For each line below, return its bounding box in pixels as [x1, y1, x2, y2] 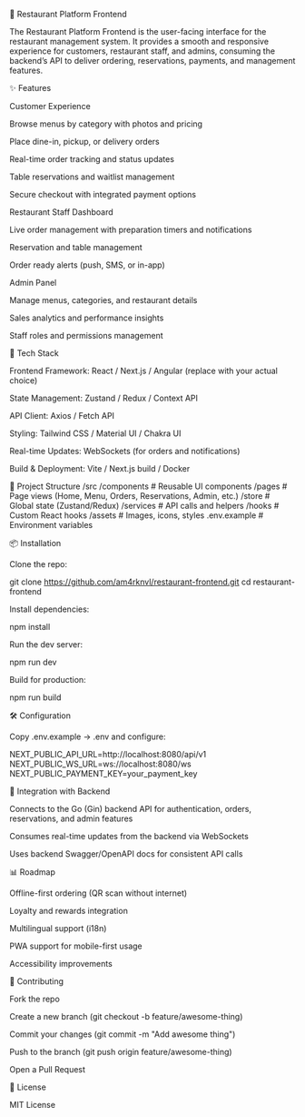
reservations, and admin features [9, 813, 133, 824]
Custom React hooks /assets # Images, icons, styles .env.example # [9, 510, 264, 521]
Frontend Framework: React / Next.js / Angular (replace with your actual [9, 365, 279, 376]
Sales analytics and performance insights [9, 312, 164, 323]
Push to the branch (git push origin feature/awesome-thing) [9, 1047, 233, 1057]
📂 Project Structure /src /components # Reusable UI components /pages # [9, 481, 288, 492]
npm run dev [9, 656, 57, 667]
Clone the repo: [9, 559, 68, 569]
